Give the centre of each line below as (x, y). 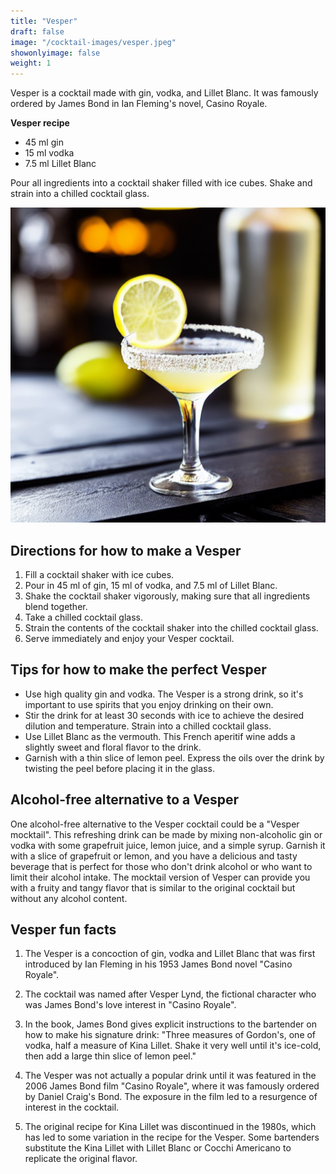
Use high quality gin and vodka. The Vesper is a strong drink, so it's (164, 694)
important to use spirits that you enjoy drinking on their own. (149, 704)
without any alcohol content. (69, 898)
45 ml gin (44, 142)
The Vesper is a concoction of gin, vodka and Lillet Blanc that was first (170, 954)
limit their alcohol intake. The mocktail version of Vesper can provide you (160, 877)
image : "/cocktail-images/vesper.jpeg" (93, 42)
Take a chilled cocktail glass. (84, 617)
